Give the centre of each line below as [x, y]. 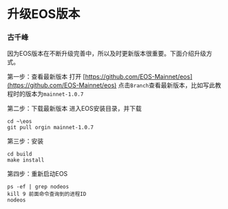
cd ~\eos [20, 122]
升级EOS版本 [44, 14]
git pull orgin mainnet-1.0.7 [51, 128]
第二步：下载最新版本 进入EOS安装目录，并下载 [75, 109]
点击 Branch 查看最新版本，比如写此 [167, 85]
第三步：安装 [25, 141]
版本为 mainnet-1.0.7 [54, 94]
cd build [20, 154]
